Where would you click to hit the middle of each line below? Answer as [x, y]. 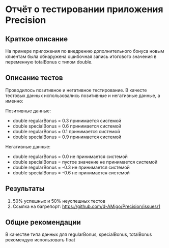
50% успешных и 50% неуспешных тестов [59, 201]
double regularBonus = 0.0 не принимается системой [70, 157]
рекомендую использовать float [40, 240]
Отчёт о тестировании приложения [84, 9]
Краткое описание [36, 39]
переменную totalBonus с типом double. [49, 62]
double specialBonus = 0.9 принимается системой [67, 137]
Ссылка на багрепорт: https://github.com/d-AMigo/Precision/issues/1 [86, 206]
